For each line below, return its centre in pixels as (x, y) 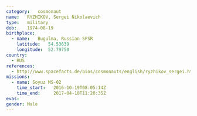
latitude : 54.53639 (43, 45)
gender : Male (22, 104)
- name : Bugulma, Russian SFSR (52, 39)
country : (17, 55)
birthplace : (21, 33)
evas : (13, 98)
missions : (18, 77)
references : (21, 66)
